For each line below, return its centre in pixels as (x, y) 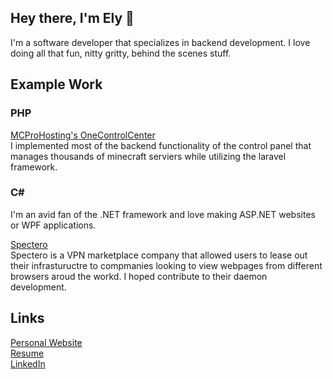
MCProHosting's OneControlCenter (83, 135)
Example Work (56, 84)
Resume (27, 353)
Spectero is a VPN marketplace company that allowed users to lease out (159, 255)
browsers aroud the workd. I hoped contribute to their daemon (139, 276)
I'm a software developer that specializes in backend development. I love (160, 42)
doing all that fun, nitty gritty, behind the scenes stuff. (121, 53)
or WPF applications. (53, 225)
